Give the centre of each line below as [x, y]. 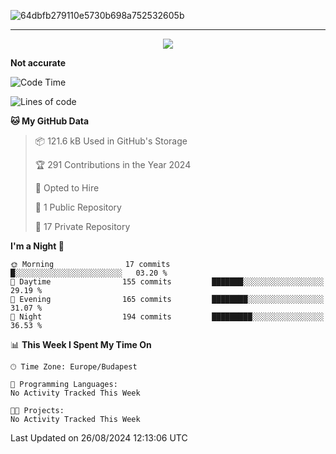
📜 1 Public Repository [78, 207]
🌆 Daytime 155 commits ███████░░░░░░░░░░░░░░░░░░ [167, 282]
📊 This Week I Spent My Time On [81, 344]
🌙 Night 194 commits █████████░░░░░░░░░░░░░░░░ [167, 317]
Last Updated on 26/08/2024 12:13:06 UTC [99, 438]
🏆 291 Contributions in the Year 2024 [113, 164]
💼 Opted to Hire [67, 188]
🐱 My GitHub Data [50, 121]
